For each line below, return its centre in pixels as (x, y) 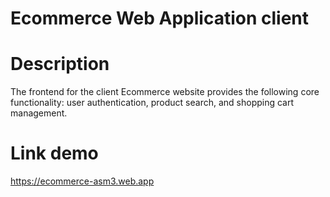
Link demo (54, 153)
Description (60, 64)
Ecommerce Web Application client (160, 18)
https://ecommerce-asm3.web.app (82, 181)
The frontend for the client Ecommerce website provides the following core (165, 92)
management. (39, 113)
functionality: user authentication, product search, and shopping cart (152, 103)
